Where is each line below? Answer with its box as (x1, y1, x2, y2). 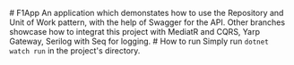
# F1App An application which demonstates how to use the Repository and (9, 8, 284, 18)
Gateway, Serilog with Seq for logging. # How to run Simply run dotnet (9, 36, 269, 46)
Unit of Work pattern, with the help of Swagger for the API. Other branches (9, 17, 285, 28)
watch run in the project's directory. (9, 45, 141, 56)
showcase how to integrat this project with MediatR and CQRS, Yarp (9, 27, 261, 37)
